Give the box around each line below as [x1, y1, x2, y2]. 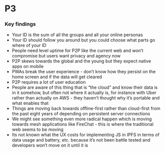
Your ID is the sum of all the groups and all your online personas [11, 32, 143, 38]
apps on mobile [11, 63, 44, 69]
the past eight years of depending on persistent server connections [11, 111, 150, 117]
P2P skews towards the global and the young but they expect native [11, 58, 151, 64]
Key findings [4, 21, 36, 28]
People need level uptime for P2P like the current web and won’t [11, 48, 144, 53]
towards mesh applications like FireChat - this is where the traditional [11, 121, 154, 127]
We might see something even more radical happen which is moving [11, 116, 152, 122]
